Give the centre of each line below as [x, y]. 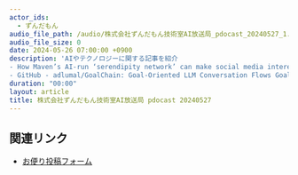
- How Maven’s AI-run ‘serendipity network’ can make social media [137, 68]
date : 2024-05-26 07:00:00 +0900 [71, 51]
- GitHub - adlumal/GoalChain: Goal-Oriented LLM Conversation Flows [141, 76]
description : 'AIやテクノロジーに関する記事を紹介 [94, 59]
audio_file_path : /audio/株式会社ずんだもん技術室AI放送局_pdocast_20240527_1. [150, 34]
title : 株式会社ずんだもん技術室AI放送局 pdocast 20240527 [110, 100]
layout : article [39, 91]
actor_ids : [29, 17]
